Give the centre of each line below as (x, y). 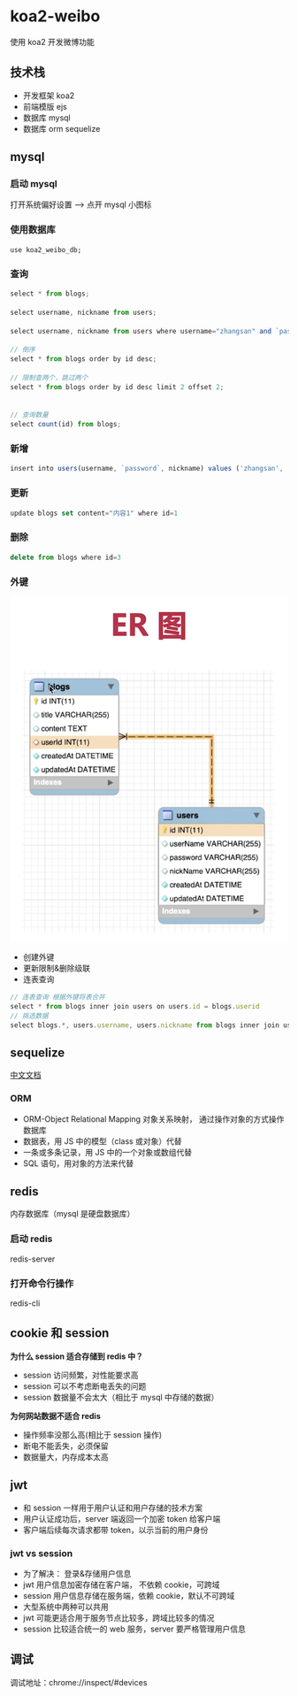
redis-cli (25, 1303)
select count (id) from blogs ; (66, 425)
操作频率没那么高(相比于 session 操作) (92, 1434)
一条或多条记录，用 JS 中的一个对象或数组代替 (107, 1152)
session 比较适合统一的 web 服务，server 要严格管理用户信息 (134, 1629)
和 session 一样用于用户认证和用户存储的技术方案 (113, 1508)
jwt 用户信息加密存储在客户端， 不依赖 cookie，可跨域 (121, 1585)
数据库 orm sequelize (61, 128)
